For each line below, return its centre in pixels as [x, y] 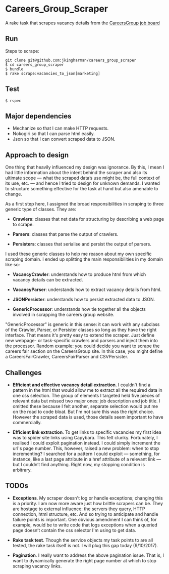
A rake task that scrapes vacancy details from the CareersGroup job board [82, 23]
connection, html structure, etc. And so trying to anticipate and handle [85, 514]
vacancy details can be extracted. [48, 280]
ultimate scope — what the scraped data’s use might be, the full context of [82, 178]
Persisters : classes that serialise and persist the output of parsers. [82, 244]
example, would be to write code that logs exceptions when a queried [85, 525]
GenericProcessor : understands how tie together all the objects [79, 309]
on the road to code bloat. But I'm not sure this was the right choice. [83, 412]
